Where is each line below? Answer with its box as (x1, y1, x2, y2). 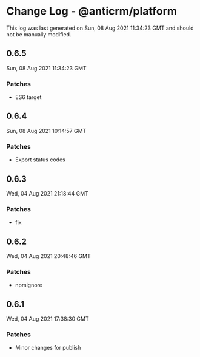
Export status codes (15, 156, 65, 163)
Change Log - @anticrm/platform (6, 4, 178, 18)
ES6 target (15, 93, 42, 101)
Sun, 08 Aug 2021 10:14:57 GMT (6, 127, 87, 134)
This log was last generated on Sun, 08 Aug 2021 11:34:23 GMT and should (6, 24, 194, 32)
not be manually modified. (6, 30, 72, 38)
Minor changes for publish (15, 344, 81, 352)
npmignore (15, 281, 42, 289)
